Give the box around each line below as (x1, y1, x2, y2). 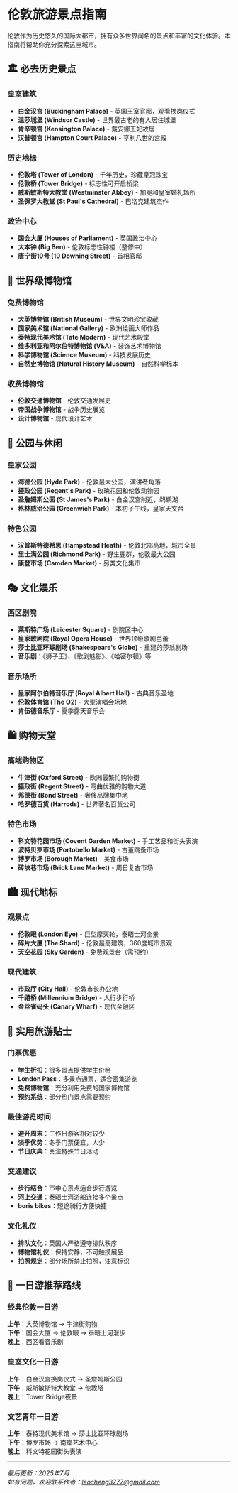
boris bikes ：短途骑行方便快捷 (17, 1202, 108, 1210)
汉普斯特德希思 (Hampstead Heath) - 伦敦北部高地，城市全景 (17, 541, 197, 550)
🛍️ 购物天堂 (7, 729, 57, 742)
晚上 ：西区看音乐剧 (7, 1337, 64, 1346)
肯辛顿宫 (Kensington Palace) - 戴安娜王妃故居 (17, 124, 155, 133)
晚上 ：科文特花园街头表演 (7, 1447, 82, 1455)
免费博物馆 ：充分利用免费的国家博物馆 (17, 1083, 130, 1092)
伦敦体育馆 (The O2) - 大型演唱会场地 (17, 697, 127, 707)
